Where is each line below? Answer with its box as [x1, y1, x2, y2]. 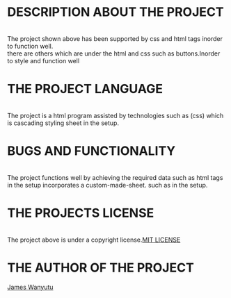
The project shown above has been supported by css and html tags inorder [7, 34, 223, 42]
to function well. [7, 42, 54, 50]
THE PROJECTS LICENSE [7, 206, 154, 221]
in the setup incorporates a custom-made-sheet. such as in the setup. [7, 181, 208, 189]
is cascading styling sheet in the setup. [7, 119, 120, 127]
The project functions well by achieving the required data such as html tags [7, 173, 223, 181]
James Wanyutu [7, 283, 54, 291]
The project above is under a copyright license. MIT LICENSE [7, 235, 181, 244]
